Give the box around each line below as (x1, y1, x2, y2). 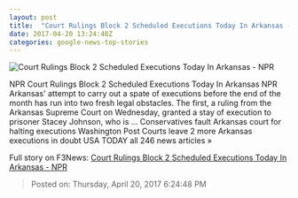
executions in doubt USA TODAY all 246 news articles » (9, 135, 213, 146)
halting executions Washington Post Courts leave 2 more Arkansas (9, 126, 253, 137)
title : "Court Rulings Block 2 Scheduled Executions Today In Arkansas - (9, 21, 292, 30)
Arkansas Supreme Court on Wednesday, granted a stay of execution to (9, 107, 272, 118)
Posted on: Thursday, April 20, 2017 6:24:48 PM (30, 179, 207, 190)
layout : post (9, 12, 58, 22)
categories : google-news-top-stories (9, 37, 149, 47)
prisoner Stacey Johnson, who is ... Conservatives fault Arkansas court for (9, 117, 282, 127)
